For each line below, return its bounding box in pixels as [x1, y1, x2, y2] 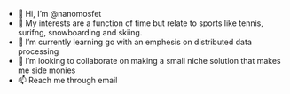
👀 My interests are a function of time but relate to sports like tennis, [17, 18, 263, 28]
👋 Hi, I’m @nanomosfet [17, 9, 102, 19]
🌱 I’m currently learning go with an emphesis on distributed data [17, 36, 253, 47]
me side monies [17, 65, 76, 75]
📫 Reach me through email [17, 75, 118, 85]
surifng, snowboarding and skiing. [17, 27, 143, 37]
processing [17, 46, 59, 57]
